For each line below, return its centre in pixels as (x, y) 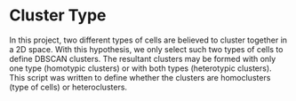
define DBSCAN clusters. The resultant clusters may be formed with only (143, 58)
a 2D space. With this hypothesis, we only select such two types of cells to (146, 49)
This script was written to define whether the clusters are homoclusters (140, 77)
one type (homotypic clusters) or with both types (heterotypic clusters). (141, 68)
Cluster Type (58, 16)
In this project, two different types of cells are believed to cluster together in (148, 40)
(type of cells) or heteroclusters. (68, 87)
